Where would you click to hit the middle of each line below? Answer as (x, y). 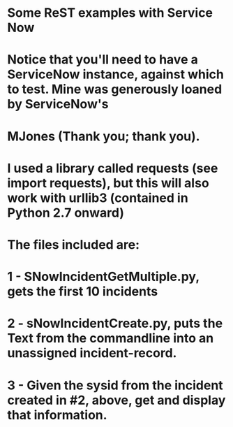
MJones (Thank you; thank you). (104, 136)
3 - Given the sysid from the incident (115, 385)
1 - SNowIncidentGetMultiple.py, (104, 277)
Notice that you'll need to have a (103, 60)
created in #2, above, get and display (116, 400)
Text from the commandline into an (111, 339)
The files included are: (74, 244)
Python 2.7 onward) (66, 213)
